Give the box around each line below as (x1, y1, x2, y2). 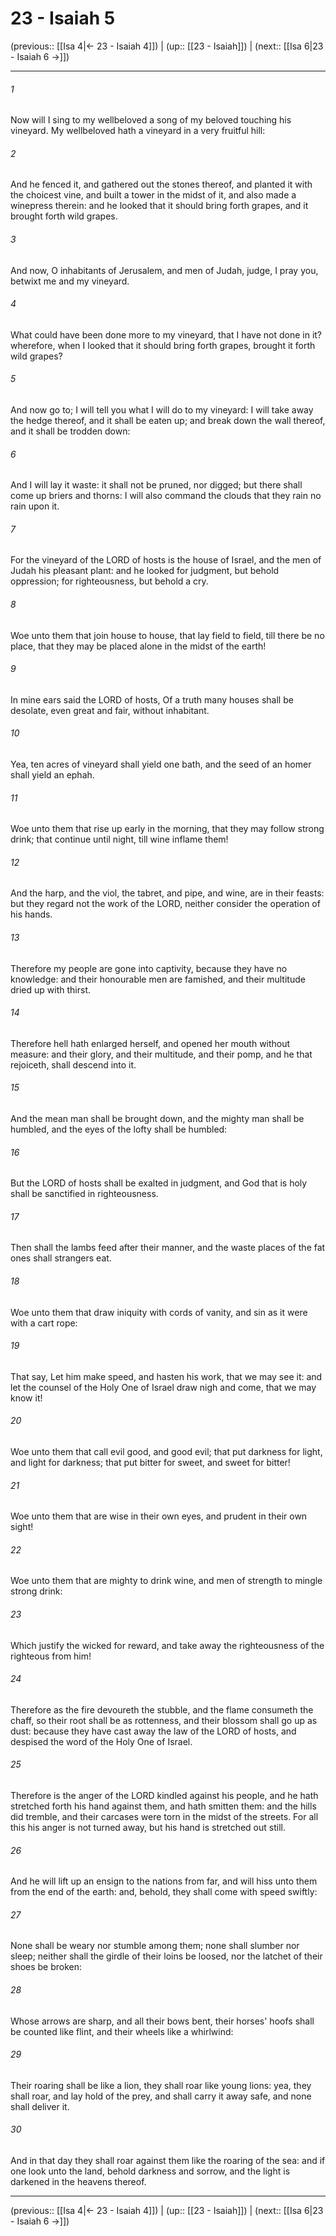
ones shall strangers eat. (10, 1252, 112, 1264)
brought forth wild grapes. (10, 210, 118, 222)
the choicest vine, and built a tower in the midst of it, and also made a (10, 189, 297, 201)
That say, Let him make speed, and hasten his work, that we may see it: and (10, 1370, 323, 1382)
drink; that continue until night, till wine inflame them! (10, 833, 229, 846)
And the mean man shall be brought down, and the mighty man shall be (10, 1112, 305, 1124)
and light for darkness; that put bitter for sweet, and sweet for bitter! (10, 1457, 291, 1468)
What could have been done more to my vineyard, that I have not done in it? (10, 328, 323, 341)
